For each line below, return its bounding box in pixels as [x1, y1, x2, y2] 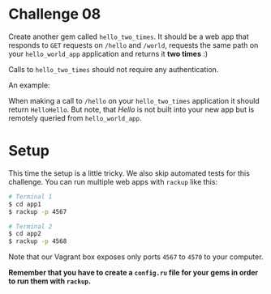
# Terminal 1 [8, 192, 53, 201]
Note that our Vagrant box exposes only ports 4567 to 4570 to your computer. [8, 252, 264, 262]
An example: [8, 80, 50, 90]
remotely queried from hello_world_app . [8, 113, 142, 122]
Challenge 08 [8, 5, 101, 23]
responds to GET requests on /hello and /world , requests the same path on [8, 40, 259, 49]
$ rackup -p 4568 [8, 237, 67, 245]
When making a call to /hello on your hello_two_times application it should [8, 96, 260, 105]
